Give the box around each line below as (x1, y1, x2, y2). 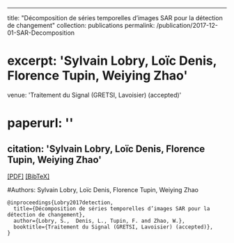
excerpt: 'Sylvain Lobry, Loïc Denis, (7, 53, 217, 69)
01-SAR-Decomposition (7, 29, 75, 37)
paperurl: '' (7, 116, 74, 131)
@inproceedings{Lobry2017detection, (7, 199, 114, 206)
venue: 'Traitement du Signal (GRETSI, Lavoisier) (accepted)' (7, 91, 182, 99)
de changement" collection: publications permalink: (7, 22, 155, 29)
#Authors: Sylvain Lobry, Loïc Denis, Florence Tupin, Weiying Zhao (7, 185, 198, 194)
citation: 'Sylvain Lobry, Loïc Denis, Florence (7, 143, 205, 155)
